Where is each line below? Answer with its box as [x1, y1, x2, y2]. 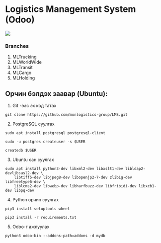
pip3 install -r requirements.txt [5, 215, 77, 220]
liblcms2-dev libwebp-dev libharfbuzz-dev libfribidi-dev [14, 184, 137, 189]
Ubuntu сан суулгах [12, 157, 54, 162]
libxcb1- [138, 184, 157, 189]
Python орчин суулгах [12, 197, 59, 203]
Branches [5, 42, 29, 49]
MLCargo [12, 70, 32, 76]
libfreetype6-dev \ [5, 179, 46, 184]
